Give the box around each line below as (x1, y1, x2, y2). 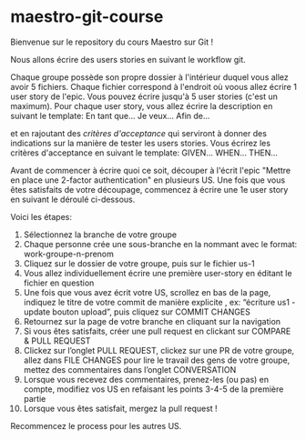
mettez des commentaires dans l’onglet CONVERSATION (23, 364, 237, 375)
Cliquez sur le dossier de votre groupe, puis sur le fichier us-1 (23, 257, 255, 269)
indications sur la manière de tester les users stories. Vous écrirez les (10, 137, 271, 148)
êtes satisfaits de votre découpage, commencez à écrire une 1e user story (10, 184, 289, 195)
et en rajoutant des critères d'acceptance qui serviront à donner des (10, 127, 268, 138)
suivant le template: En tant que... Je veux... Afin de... (10, 110, 210, 121)
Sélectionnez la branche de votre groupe (23, 229, 177, 240)
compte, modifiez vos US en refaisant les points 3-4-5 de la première (23, 384, 284, 395)
